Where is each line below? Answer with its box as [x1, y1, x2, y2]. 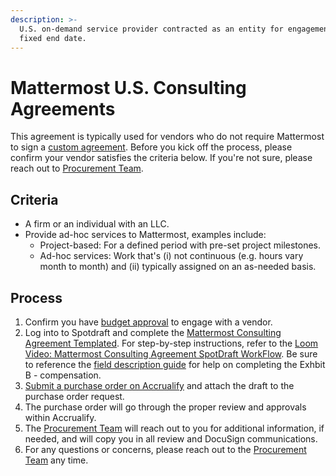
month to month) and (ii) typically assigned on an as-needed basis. [39, 261, 317, 273]
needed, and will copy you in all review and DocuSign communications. [24, 432, 318, 445]
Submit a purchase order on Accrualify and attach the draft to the [24, 379, 295, 391]
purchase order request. [24, 390, 125, 402]
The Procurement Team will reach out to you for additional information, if [24, 422, 325, 434]
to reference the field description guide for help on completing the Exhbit [24, 358, 326, 370]
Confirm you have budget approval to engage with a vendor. [24, 316, 273, 328]
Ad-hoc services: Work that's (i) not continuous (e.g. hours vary [39, 250, 304, 262]
